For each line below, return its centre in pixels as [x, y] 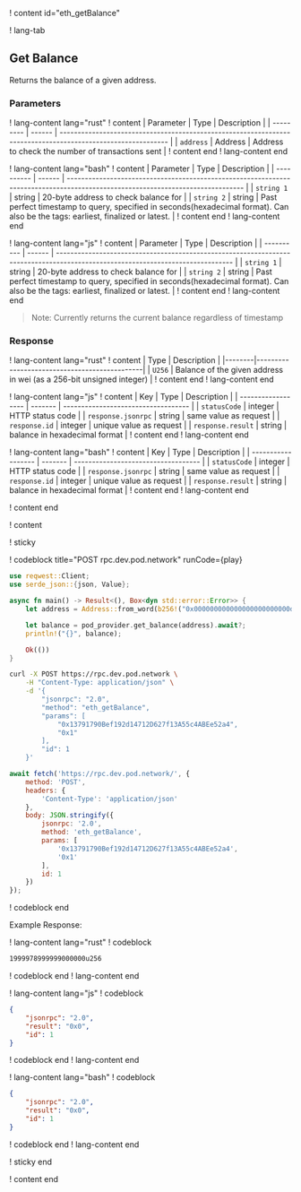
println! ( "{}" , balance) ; [74, 634]
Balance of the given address [229, 370]
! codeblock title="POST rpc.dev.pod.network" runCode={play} [126, 560]
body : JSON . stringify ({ [70, 816]
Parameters [35, 103]
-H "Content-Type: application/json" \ [100, 683]
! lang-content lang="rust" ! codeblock [81, 942]
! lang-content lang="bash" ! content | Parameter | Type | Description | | [142, 168]
